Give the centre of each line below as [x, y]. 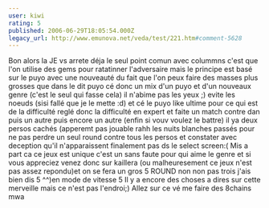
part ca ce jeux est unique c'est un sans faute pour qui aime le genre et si [130, 154]
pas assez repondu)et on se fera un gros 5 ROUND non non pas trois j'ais [130, 171]
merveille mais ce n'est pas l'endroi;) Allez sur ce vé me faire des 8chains [130, 188]
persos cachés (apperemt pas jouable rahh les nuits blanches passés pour [132, 129]
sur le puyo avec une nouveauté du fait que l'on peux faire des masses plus [133, 78]
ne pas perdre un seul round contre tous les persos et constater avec [123, 138]
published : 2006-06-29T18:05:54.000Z [71, 30]
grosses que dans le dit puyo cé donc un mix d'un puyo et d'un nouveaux [130, 86]
